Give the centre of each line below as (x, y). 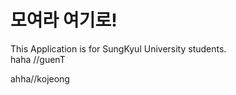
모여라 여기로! (64, 20)
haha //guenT (38, 59)
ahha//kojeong (40, 78)
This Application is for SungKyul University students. (118, 48)
